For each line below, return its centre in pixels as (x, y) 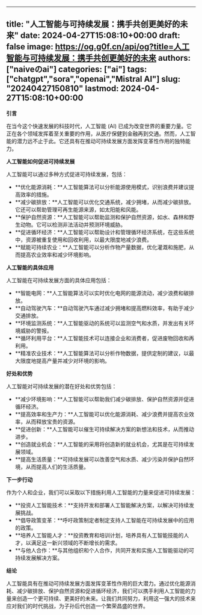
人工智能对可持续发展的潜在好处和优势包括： (62, 386)
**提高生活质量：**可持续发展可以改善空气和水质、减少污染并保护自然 (102, 459)
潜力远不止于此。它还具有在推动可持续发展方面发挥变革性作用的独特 (101, 141)
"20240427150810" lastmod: (63, 89)
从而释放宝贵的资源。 (52, 421)
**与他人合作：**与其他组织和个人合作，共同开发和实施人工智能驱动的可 (104, 550)
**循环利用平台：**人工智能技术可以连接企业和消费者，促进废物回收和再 (104, 338)
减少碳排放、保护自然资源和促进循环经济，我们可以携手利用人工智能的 (103, 591)
